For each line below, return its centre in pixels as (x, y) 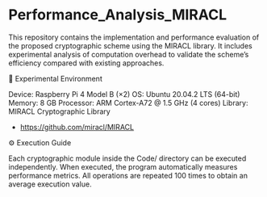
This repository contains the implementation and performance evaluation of (134, 37)
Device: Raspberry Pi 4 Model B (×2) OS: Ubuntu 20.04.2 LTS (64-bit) (124, 94)
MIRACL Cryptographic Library (59, 111)
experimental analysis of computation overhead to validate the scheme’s (129, 54)
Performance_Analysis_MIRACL (118, 15)
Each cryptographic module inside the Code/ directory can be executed (127, 158)
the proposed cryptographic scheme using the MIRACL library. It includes (130, 45)
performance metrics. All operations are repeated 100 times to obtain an (128, 175)
